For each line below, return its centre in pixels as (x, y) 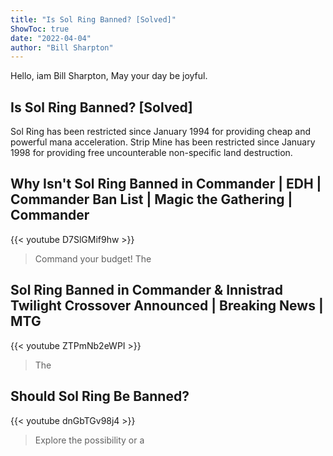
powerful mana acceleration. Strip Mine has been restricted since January (163, 142)
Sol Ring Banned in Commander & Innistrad (147, 290)
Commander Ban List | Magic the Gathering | (151, 199)
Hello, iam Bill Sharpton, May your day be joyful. (109, 76)
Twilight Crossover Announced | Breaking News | (167, 306)
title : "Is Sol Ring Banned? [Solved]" (93, 19)
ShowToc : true (40, 29)
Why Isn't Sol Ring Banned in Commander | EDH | (166, 184)
